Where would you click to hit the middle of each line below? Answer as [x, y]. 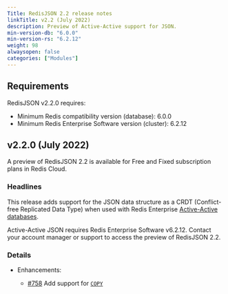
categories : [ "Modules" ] [43, 59]
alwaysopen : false [33, 52]
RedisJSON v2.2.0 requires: [46, 103]
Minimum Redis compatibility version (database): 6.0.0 [94, 116]
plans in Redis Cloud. [37, 169]
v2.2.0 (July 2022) [48, 145]
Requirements [38, 86]
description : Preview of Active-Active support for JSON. [92, 26]
